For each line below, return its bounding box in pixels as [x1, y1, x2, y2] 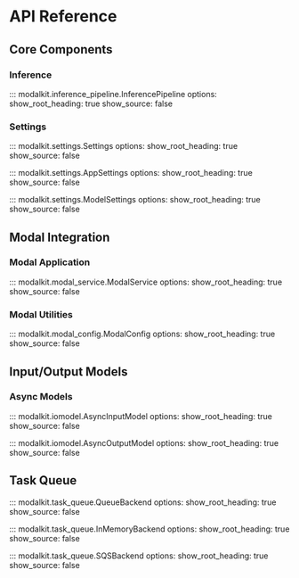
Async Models [9, 391, 73, 403]
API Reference [9, 6, 117, 27]
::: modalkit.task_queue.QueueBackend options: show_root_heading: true [9, 497, 277, 508]
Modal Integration [9, 229, 110, 244]
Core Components [9, 42, 113, 57]
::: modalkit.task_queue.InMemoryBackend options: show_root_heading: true [9, 524, 290, 534]
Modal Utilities [9, 308, 73, 320]
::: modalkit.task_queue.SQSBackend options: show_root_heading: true [9, 550, 269, 561]
